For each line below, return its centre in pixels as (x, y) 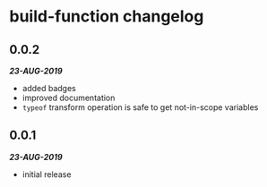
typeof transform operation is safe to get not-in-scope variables (140, 107)
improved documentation (69, 98)
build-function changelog (107, 17)
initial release (47, 174)
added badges (49, 88)
